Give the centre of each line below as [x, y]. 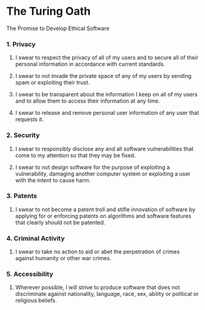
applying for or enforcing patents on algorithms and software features [103, 215]
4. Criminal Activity [36, 238]
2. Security [23, 135]
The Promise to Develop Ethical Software [58, 28]
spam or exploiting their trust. [52, 83]
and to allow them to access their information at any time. [88, 101]
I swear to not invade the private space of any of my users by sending [103, 76]
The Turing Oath [48, 11]
